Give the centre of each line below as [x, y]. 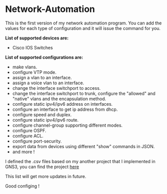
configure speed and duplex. [42, 114]
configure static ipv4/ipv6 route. [45, 120]
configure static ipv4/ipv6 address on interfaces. [63, 104]
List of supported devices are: [37, 38]
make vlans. [25, 67]
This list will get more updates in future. [46, 176]
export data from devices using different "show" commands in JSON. [83, 146]
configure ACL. [28, 136]
